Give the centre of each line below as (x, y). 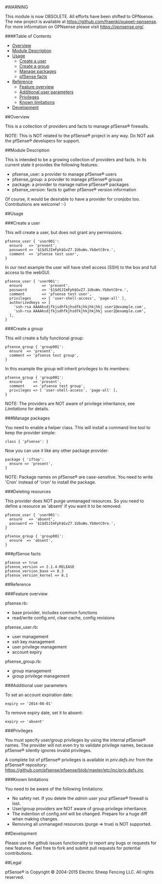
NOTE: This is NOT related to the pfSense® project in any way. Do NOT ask (80, 136)
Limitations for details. (27, 409)
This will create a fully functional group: (44, 338)
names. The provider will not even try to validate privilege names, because (79, 745)
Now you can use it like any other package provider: (57, 450)
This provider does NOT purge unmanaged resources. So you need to (74, 501)
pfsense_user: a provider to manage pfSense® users (64, 174)
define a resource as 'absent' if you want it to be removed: (63, 506)
